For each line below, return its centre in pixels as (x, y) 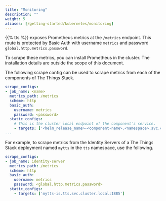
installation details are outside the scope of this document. (65, 63)
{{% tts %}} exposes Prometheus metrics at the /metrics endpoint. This (78, 38)
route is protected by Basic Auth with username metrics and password (77, 43)
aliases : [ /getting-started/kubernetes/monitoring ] (59, 24)
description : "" (22, 14)
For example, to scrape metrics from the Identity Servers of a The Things (79, 142)
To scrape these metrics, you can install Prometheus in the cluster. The (77, 58)
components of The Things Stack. (40, 78)
